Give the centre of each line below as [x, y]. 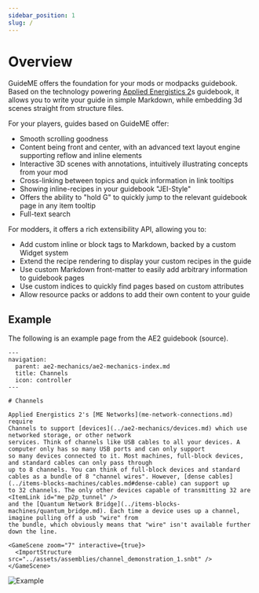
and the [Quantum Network [50, 504]
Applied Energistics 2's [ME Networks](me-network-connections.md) [121, 415]
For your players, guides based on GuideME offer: [89, 123]
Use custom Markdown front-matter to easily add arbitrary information [133, 270]
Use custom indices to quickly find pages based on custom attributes [132, 286]
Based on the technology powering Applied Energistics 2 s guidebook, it [124, 92]
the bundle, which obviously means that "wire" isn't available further [129, 525]
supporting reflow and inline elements [81, 156]
